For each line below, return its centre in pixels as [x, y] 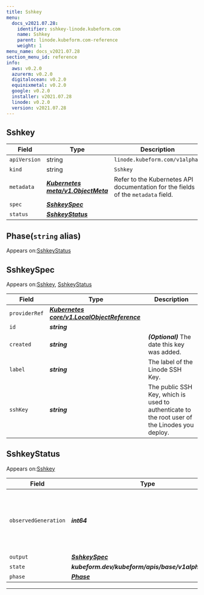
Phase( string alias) [43, 236]
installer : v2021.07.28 [42, 97]
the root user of [170, 417]
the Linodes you [171, 424]
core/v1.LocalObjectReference [95, 317]
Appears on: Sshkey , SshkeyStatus [49, 284]
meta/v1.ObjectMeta [77, 191]
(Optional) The [169, 336]
